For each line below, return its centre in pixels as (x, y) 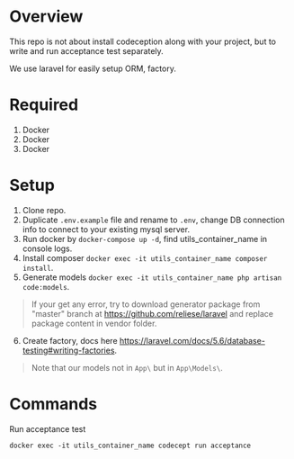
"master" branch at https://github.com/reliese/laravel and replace (152, 313)
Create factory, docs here (70, 340)
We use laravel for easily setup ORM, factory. (93, 68)
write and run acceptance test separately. (86, 50)
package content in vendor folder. (94, 323)
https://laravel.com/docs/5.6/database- (192, 340)
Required (44, 105)
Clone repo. (44, 210)
